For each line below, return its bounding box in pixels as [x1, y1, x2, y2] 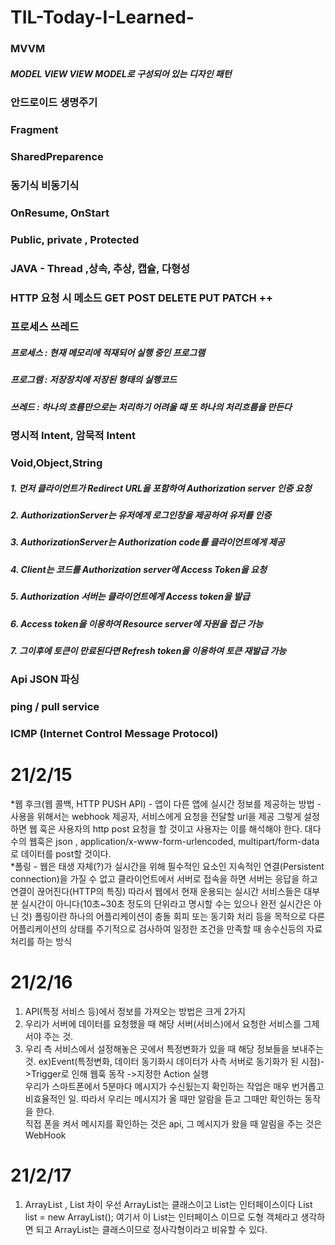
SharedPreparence [10, 149, 104, 163]
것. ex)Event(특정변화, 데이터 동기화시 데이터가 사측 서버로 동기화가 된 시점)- [24, 1056, 325, 1068]
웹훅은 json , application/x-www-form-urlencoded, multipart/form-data [28, 836, 320, 848]
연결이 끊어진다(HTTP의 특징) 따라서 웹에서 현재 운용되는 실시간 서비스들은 [10, 886, 302, 898]
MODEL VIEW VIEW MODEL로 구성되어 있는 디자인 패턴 [10, 67, 232, 80]
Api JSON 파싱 [10, 672, 80, 686]
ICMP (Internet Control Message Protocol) [10, 727, 219, 741]
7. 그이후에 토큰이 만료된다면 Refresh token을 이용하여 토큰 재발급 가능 [10, 644, 287, 656]
